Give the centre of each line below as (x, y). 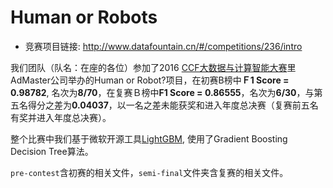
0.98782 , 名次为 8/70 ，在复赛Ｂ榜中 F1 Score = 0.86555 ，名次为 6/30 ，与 (162, 92)
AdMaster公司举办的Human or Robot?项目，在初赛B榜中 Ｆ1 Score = (150, 80)
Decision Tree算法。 (52, 151)
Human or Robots (84, 17)
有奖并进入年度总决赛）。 (61, 117)
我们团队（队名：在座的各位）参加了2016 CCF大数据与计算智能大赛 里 (153, 67)
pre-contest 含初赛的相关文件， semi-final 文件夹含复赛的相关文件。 (149, 172)
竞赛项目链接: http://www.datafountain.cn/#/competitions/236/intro (163, 46)
